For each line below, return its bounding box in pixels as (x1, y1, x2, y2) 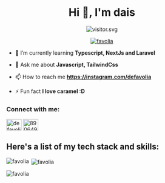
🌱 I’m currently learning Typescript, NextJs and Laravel (15, 49, 156, 57)
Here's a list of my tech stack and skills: (6, 141, 160, 151)
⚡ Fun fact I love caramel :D (15, 88, 85, 95)
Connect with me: (6, 105, 60, 113)
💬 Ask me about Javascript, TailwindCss (15, 61, 118, 68)
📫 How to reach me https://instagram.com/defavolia (15, 73, 152, 80)
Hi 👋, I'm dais (69, 5, 135, 19)
